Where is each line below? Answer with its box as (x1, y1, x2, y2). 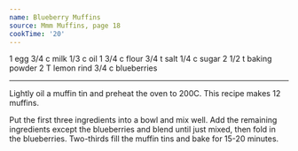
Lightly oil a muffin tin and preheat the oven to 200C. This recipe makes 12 (9, 88, 281, 99)
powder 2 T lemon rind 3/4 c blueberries (9, 63, 158, 73)
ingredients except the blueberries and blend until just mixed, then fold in (9, 125, 277, 135)
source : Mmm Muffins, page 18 (9, 21, 122, 30)
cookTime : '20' (9, 29, 66, 38)
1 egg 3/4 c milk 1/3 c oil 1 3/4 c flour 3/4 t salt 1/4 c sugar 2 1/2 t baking (9, 54, 272, 64)
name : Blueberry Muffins (9, 12, 101, 22)
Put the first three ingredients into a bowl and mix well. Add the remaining (9, 115, 278, 125)
